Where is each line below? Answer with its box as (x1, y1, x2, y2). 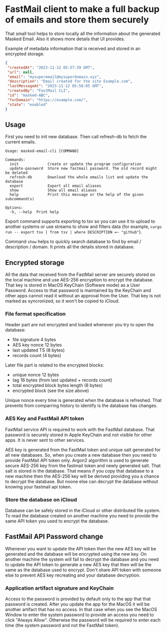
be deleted (5, 170, 28, 175)
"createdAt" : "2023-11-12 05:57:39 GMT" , (7, 65, 95, 70)
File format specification (5, 310, 66, 317)
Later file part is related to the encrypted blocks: (5, 362, 105, 368)
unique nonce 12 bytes (12, 372, 59, 378)
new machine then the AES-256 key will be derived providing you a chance (5, 473, 160, 479)
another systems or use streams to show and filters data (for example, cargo (5, 224, 162, 230)
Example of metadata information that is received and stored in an (5, 45, 141, 51)
